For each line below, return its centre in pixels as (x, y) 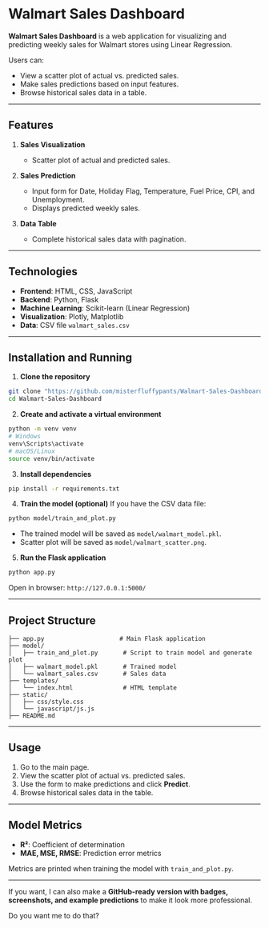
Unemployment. (58, 199)
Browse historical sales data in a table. (83, 92)
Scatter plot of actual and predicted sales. (101, 160)
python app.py (32, 573)
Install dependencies (56, 474)
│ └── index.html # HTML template (93, 688)
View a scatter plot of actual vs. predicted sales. (99, 75)
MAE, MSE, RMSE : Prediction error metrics (90, 853)
